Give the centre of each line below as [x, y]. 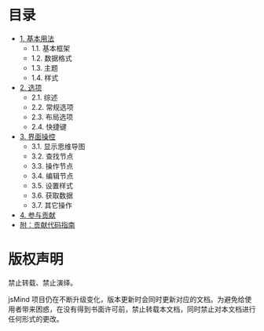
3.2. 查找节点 [52, 156]
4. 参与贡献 [38, 215]
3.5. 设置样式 [52, 185]
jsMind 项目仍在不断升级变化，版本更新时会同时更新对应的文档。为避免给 [126, 299]
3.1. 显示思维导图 [58, 146]
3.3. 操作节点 [52, 165]
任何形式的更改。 [36, 318]
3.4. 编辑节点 [52, 176]
